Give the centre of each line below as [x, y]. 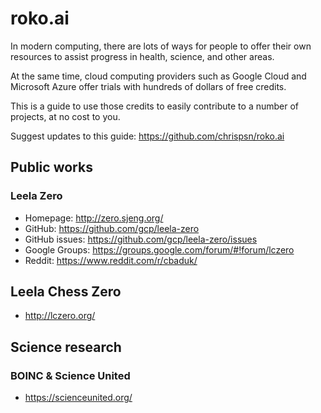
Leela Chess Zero [66, 292]
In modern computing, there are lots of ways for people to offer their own [161, 46]
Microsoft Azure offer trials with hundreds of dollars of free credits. [148, 86]
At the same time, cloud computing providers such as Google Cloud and [158, 76]
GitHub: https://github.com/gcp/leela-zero [112, 228]
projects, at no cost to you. [65, 116]
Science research [66, 347]
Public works [51, 167]
